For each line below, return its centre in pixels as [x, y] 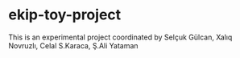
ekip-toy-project [65, 15]
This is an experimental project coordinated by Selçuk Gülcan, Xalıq [120, 37]
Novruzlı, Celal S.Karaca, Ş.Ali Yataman [73, 45]
